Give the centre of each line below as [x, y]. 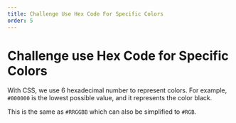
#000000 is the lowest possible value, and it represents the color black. [110, 98]
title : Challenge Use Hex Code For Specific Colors [85, 14]
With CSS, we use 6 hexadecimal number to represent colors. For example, [117, 90]
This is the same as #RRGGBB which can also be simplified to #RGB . [102, 112]
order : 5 [20, 21]
